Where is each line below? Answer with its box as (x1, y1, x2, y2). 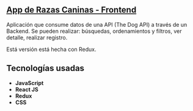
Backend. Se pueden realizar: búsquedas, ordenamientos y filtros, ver (6, 27, 182, 35)
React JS (15, 86, 38, 93)
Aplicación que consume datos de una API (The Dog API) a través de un (6, 21, 188, 28)
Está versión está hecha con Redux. (6, 45, 96, 53)
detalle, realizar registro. (6, 33, 68, 41)
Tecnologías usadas (6, 63, 84, 73)
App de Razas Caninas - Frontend (6, 5, 137, 15)
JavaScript (15, 79, 44, 87)
